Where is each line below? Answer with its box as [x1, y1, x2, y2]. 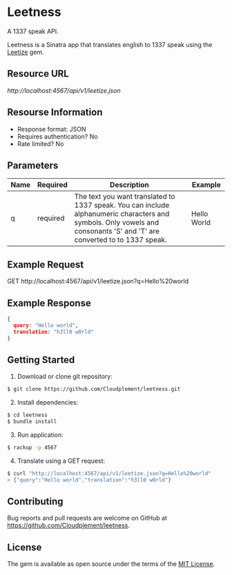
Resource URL [7, 68, 69, 80]
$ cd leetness [7, 412, 48, 419]
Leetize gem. [7, 48, 44, 56]
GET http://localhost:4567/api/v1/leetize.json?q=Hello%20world [7, 277, 189, 285]
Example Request [7, 258, 84, 270]
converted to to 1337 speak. [74, 235, 167, 245]
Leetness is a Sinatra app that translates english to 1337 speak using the [7, 40, 213, 48]
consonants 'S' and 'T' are [74, 227, 160, 236]
